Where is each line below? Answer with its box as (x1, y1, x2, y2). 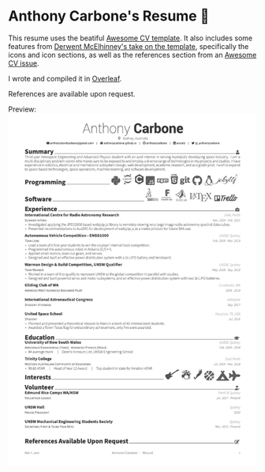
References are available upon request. (8, 89, 136, 98)
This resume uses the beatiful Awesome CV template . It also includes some (8, 33, 253, 43)
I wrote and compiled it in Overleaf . (8, 74, 122, 83)
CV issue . (8, 59, 39, 68)
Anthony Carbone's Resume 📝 (8, 7, 210, 25)
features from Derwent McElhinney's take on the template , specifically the (8, 41, 249, 51)
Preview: (8, 104, 37, 114)
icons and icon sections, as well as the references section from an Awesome (8, 50, 257, 59)
